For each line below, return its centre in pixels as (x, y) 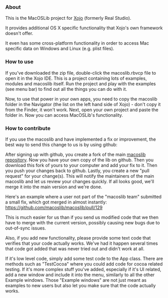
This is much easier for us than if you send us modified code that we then (82, 217)
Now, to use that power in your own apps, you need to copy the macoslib (81, 99)
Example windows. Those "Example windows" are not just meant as (76, 280)
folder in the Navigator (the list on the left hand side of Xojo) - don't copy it (83, 104)
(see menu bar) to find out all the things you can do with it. (66, 89)
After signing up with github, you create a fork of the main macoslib (75, 154)
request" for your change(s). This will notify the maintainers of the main (80, 176)
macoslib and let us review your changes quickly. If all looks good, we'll (80, 181)
